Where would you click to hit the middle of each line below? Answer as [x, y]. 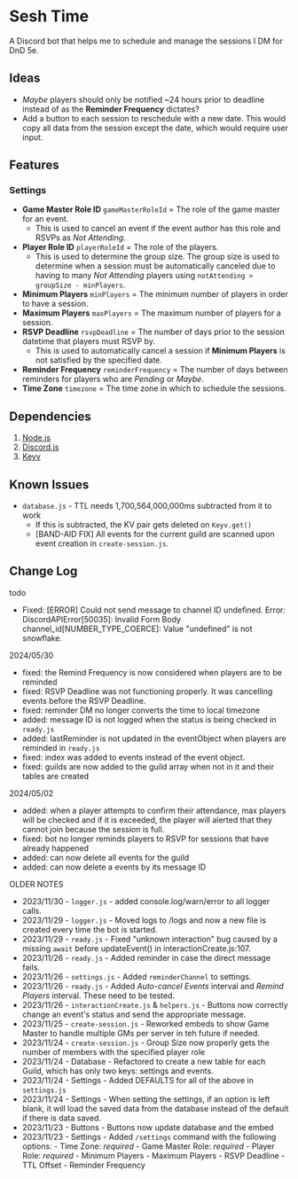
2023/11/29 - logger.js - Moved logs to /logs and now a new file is [144, 920]
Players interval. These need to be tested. [98, 996]
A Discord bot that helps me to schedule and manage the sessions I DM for [146, 41]
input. [32, 137]
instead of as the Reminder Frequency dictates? [110, 109]
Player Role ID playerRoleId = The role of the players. [120, 247]
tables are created [55, 776]
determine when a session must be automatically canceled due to [155, 266]
